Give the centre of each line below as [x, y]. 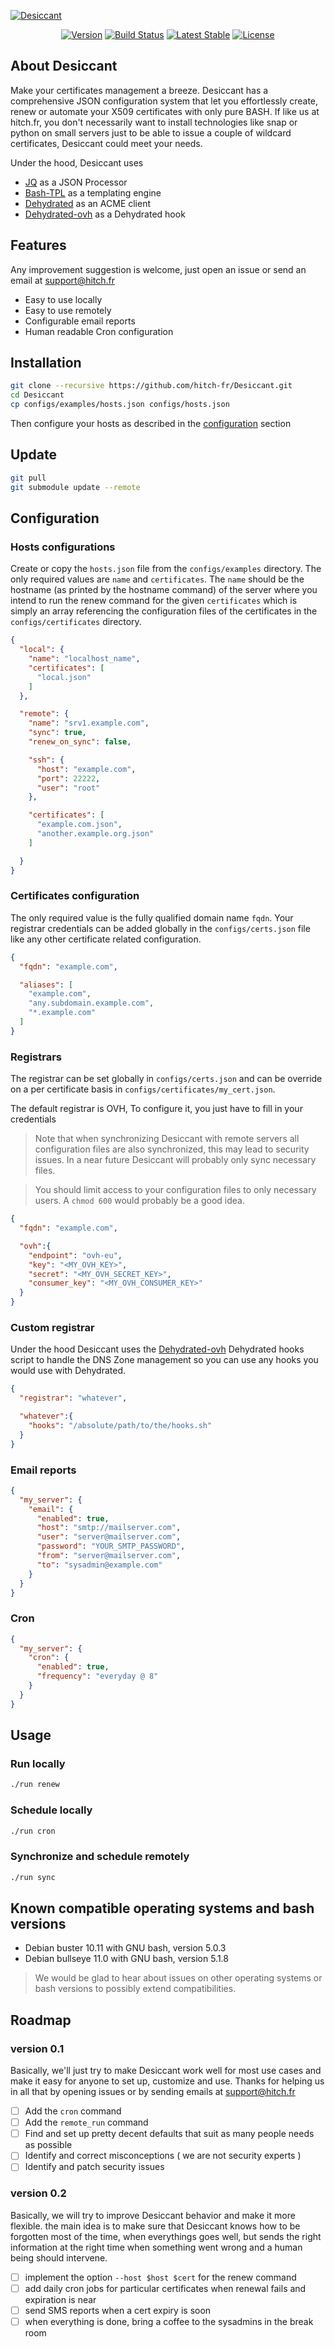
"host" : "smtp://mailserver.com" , [109, 1528]
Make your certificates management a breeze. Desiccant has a [139, 90]
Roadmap [41, 2020]
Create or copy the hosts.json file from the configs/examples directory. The [166, 569]
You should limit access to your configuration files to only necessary [175, 1190]
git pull [28, 478]
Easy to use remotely [68, 310]
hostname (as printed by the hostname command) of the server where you [164, 590]
